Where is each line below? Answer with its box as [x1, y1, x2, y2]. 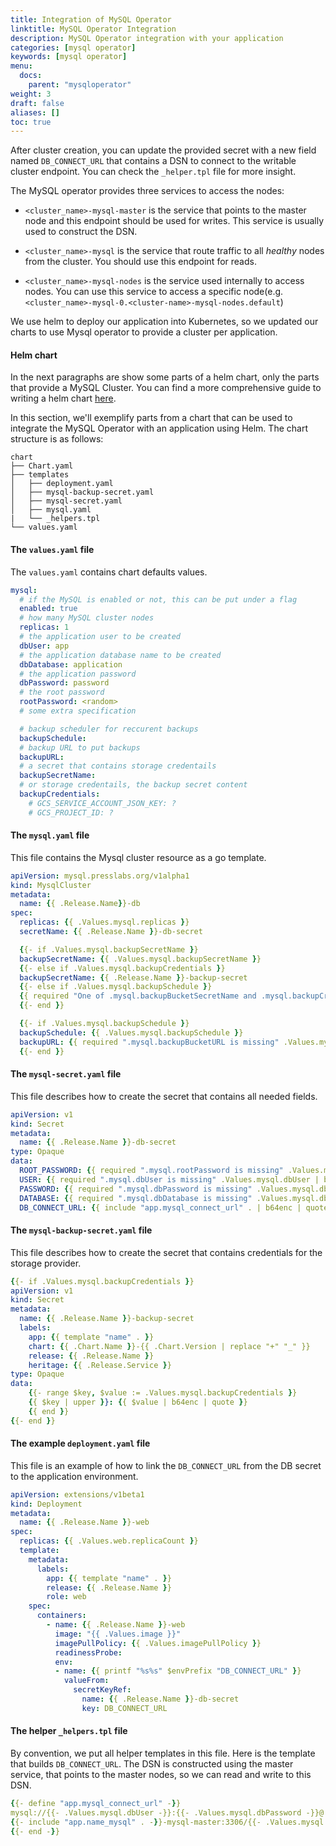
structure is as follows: [10, 433, 104, 445]
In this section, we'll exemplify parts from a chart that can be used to [10, 412, 293, 424]
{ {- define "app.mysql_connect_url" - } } [10, 1799, 182, 1809]
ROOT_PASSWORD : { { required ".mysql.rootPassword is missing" [19, 1166, 284, 1176]
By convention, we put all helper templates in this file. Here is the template [10, 1747, 316, 1760]
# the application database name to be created [19, 650, 222, 660]
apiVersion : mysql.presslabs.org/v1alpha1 [10, 871, 190, 881]
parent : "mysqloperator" [28, 80, 132, 90]
